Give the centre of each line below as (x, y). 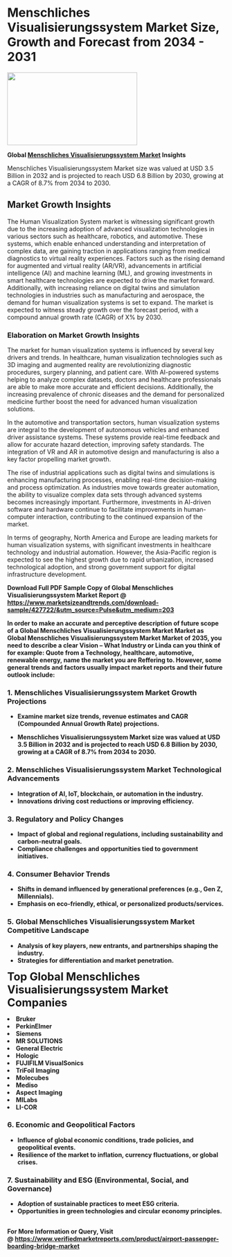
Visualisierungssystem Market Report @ (67, 595)
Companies (37, 1002)
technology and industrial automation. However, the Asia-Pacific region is (112, 553)
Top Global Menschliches (74, 977)
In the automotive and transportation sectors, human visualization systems (114, 422)
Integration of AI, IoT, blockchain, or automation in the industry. (110, 794)
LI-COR (27, 1107)
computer (21, 517)
